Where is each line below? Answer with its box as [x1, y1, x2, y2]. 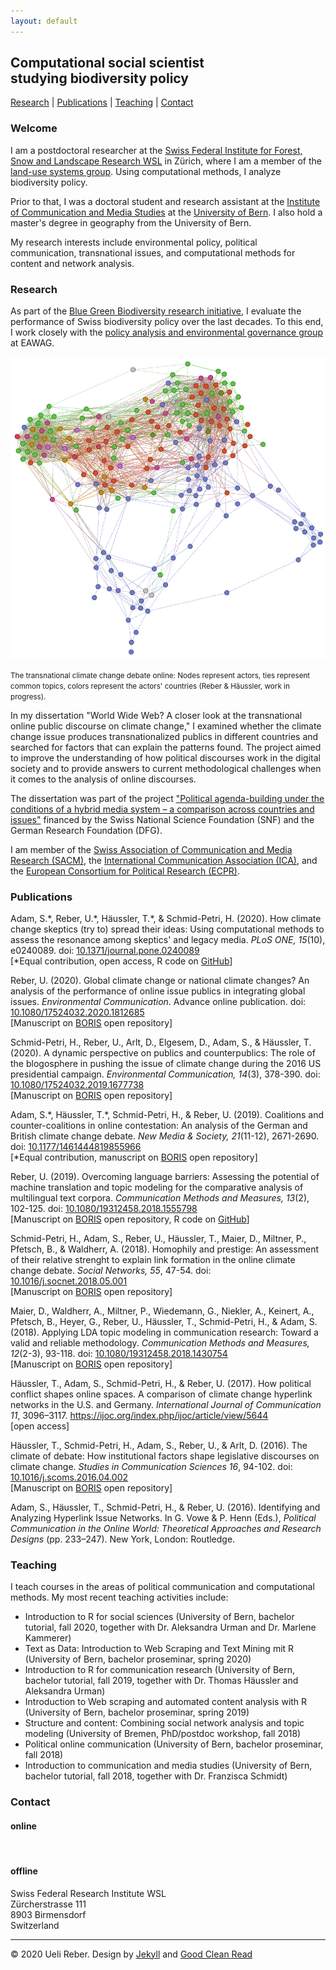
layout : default [10, 16, 78, 26]
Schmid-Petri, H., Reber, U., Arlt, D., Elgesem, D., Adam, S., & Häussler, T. [10, 1036, 312, 1049]
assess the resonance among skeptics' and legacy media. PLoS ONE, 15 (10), [10, 934, 326, 946]
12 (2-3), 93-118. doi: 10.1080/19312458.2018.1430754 [10, 1348, 228, 1360]
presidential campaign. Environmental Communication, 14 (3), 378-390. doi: [10, 1068, 321, 1080]
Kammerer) [24, 1632, 72, 1644]
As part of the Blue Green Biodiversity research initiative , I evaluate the [10, 305, 302, 317]
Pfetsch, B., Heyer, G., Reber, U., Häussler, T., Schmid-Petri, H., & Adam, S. [10, 1316, 318, 1328]
